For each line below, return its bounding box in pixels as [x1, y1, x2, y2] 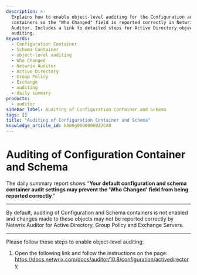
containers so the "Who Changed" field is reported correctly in [11, 19, 175, 25]
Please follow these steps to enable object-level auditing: [6, 238, 144, 245]
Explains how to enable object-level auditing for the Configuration [11, 14, 185, 20]
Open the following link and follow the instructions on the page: [14, 249, 168, 256]
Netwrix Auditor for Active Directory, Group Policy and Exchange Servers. [6, 221, 184, 228]
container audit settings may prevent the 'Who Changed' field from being [6, 185, 189, 193]
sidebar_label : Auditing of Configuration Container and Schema [6, 106, 167, 112]
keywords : [6, 36, 30, 42]
